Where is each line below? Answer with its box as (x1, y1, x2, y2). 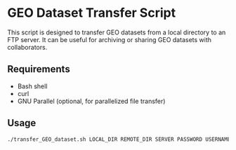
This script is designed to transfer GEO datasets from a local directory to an (7, 28, 226, 36)
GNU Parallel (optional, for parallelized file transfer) (17, 97, 166, 105)
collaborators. (7, 43, 48, 51)
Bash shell (17, 82, 48, 90)
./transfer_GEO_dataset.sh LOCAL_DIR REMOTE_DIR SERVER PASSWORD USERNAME (7, 135, 231, 143)
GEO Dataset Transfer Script (7, 5, 176, 21)
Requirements (7, 63, 70, 75)
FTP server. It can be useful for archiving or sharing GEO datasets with (7, 35, 212, 43)
